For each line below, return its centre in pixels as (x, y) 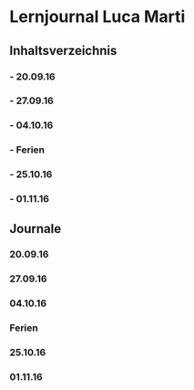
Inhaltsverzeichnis (63, 51)
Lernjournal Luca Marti (97, 17)
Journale (36, 229)
